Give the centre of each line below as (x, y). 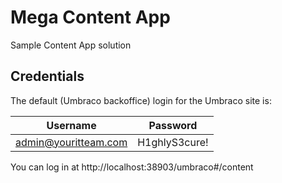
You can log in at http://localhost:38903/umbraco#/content (132, 167)
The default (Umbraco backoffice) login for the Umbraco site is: (141, 100)
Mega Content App (90, 17)
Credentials (47, 76)
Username (71, 125)
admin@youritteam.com (71, 142)
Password (173, 125)
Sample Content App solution (71, 45)
